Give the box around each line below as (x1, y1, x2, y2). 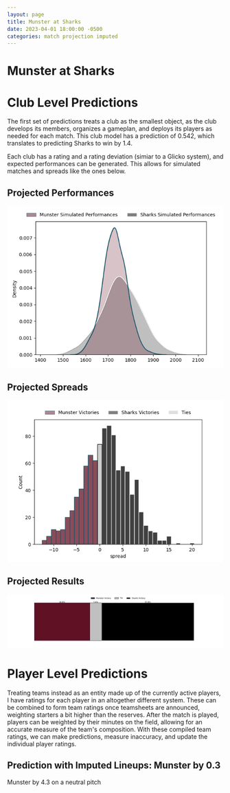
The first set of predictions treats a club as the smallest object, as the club (7, 117, 217, 126)
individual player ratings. (7, 739, 77, 748)
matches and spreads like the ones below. (7, 167, 126, 175)
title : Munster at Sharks (7, 18, 81, 25)
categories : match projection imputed (7, 33, 118, 40)
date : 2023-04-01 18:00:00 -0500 (7, 25, 103, 32)
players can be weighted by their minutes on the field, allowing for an (7, 717, 203, 726)
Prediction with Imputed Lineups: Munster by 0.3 (7, 759, 221, 772)
